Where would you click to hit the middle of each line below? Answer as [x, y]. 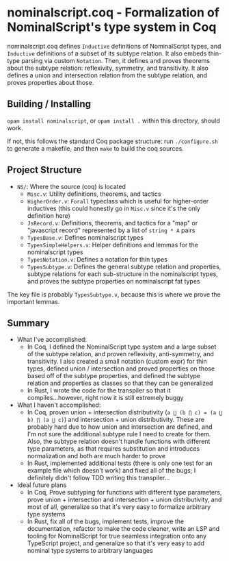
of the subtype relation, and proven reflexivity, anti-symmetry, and [120, 354]
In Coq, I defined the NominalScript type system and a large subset [122, 347]
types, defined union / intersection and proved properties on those [121, 369]
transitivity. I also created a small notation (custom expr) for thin [117, 362]
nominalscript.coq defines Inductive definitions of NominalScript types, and [114, 46]
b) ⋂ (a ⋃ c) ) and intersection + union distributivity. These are [116, 420]
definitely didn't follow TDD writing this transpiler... [98, 478]
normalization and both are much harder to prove [96, 456]
